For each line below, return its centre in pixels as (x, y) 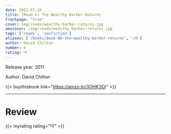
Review (21, 112)
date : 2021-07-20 (24, 10)
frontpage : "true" (25, 19)
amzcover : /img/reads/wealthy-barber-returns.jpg (59, 29)
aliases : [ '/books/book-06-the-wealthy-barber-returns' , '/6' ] (74, 39)
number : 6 (16, 48)
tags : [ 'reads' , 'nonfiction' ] (38, 33)
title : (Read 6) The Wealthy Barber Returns (53, 15)
